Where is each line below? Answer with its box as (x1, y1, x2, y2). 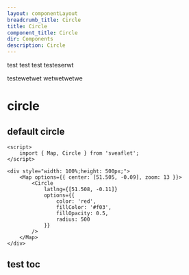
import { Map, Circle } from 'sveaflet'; (19, 150, 139, 157)
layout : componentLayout (7, 10, 78, 17)
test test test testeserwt (7, 61, 74, 69)
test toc (7, 258, 41, 270)
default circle (7, 125, 65, 137)
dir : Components (7, 36, 53, 43)
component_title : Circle (7, 29, 78, 36)
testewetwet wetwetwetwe (7, 74, 84, 82)
